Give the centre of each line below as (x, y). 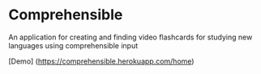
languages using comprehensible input (73, 45)
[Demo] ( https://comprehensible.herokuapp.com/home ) (101, 61)
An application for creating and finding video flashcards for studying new (130, 37)
